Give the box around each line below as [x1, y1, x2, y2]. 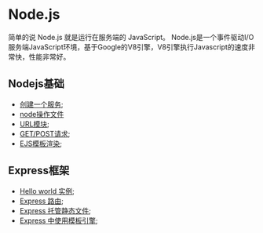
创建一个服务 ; [19, 100, 64, 109]
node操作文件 [19, 109, 64, 118]
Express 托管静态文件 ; [19, 206, 92, 215]
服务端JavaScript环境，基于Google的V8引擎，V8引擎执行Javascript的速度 [8, 42, 249, 52]
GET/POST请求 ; [19, 129, 71, 138]
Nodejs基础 [8, 77, 65, 91]
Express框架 [8, 164, 70, 177]
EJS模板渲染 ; [19, 139, 63, 148]
